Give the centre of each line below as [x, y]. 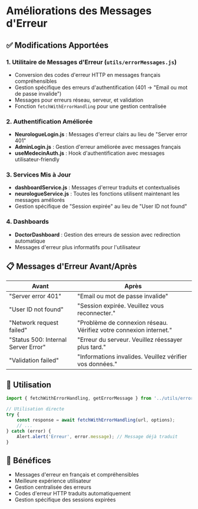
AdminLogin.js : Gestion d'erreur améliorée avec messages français [98, 147]
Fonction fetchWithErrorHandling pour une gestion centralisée [90, 106]
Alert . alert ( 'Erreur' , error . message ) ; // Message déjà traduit [97, 436]
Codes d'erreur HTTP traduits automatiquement [72, 494]
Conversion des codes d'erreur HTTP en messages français [88, 74]
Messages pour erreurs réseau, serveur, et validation [79, 100]
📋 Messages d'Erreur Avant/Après [72, 267]
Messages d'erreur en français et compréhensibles [77, 475]
